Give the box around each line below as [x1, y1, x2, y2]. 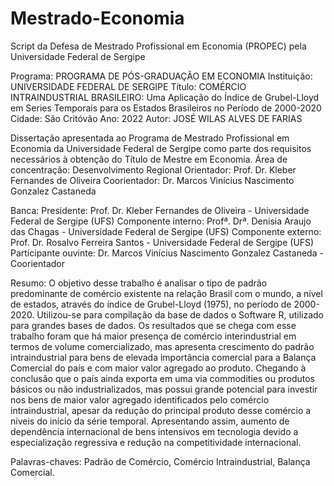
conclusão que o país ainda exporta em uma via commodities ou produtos [10, 372, 315, 384]
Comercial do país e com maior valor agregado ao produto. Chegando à [10, 362, 307, 374]
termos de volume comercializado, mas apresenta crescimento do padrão [10, 340, 315, 352]
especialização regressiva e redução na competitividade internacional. [10, 436, 302, 448]
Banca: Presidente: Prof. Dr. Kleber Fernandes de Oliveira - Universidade [10, 204, 310, 216]
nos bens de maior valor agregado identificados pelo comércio [10, 393, 270, 406]
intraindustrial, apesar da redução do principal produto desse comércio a [10, 404, 312, 416]
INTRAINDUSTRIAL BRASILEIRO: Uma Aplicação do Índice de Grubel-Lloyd [10, 91, 320, 103]
